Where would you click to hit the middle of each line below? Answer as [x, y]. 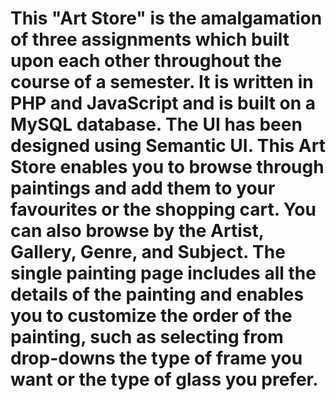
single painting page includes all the [163, 273]
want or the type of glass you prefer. [164, 379]
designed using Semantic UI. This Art [168, 146]
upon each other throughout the [146, 61]
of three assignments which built [150, 39]
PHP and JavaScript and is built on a [163, 103]
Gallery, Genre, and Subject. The [148, 252]
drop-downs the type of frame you [156, 358]
